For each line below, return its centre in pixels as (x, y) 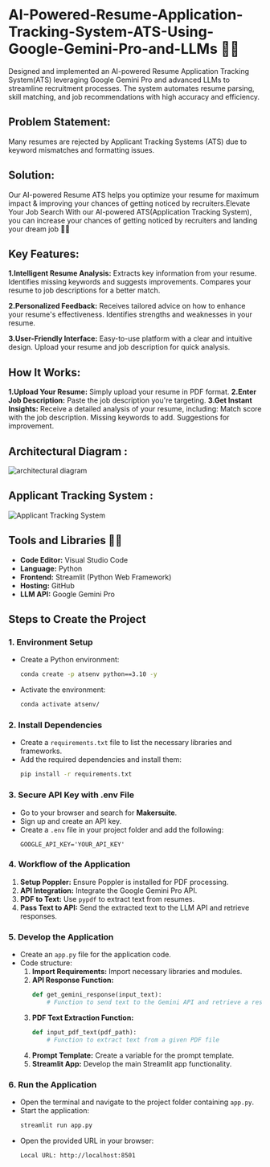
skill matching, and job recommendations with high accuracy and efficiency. (134, 96)
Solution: (31, 176)
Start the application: (55, 1110)
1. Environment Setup (51, 642)
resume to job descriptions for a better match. (84, 290)
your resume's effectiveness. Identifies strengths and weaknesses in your (131, 314)
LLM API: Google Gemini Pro (67, 594)
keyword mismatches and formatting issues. (82, 149)
